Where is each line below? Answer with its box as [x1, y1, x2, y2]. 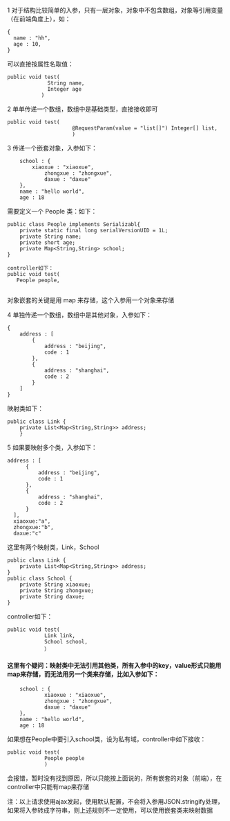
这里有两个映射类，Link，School [7, 543, 99, 551]
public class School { [7, 575, 73, 582]
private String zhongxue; [19, 587, 95, 594]
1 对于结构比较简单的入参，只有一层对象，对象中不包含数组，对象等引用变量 [7, 6, 223, 14]
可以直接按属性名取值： [7, 60, 74, 68]
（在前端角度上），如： [7, 15, 71, 23]
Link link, [44, 632, 76, 639]
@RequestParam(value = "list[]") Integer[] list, [72, 125, 218, 132]
